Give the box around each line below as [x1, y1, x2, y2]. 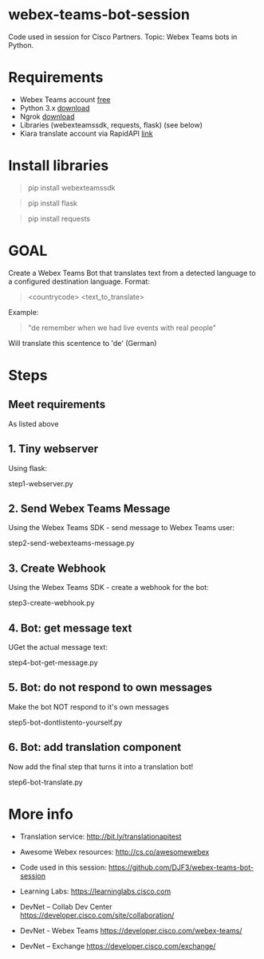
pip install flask [27, 198, 78, 208]
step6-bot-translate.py [8, 777, 83, 787]
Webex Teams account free [19, 94, 111, 104]
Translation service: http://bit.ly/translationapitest [19, 831, 182, 841]
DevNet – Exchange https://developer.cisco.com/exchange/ [19, 941, 216, 950]
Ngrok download [19, 112, 75, 121]
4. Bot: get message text [8, 621, 132, 635]
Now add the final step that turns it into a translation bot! [8, 761, 194, 771]
